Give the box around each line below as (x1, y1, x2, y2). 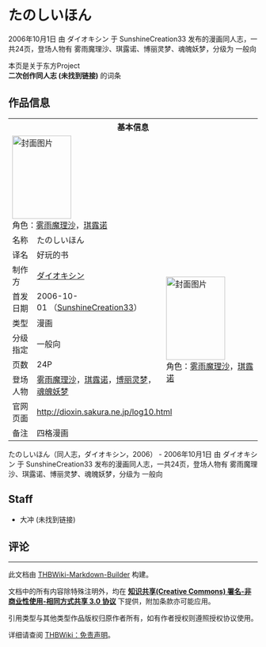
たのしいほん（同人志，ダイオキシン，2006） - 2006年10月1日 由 (8, 449, 222, 459)
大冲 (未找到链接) (19, 515, 76, 524)
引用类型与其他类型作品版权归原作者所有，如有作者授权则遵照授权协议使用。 (8, 614, 258, 623)
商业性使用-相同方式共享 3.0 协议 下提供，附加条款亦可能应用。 (8, 596, 215, 606)
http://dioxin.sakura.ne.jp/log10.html (36, 406, 173, 417)
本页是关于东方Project (8, 60, 81, 70)
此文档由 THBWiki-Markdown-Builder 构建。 (8, 570, 153, 580)
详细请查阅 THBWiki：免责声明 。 (8, 630, 115, 640)
